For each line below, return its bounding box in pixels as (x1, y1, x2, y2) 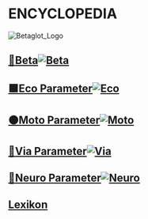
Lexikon (8, 198, 48, 212)
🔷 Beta (8, 54, 39, 67)
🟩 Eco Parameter (8, 81, 93, 95)
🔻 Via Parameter (8, 144, 87, 158)
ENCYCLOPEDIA (8, 5, 117, 23)
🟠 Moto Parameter (8, 114, 101, 127)
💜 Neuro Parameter (8, 171, 101, 184)
